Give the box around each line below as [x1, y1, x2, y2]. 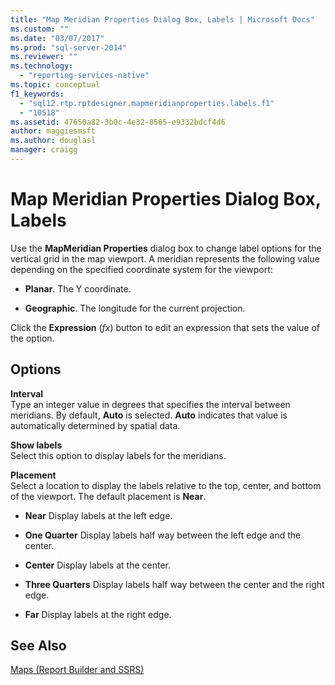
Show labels [10, 439, 63, 451]
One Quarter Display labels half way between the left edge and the [24, 529, 302, 541]
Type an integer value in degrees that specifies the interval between [10, 398, 291, 410]
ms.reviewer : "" [10, 52, 78, 62]
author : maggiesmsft [10, 126, 97, 136]
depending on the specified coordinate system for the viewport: [10, 263, 273, 275]
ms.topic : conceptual [10, 80, 101, 90]
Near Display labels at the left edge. [24, 509, 173, 521]
